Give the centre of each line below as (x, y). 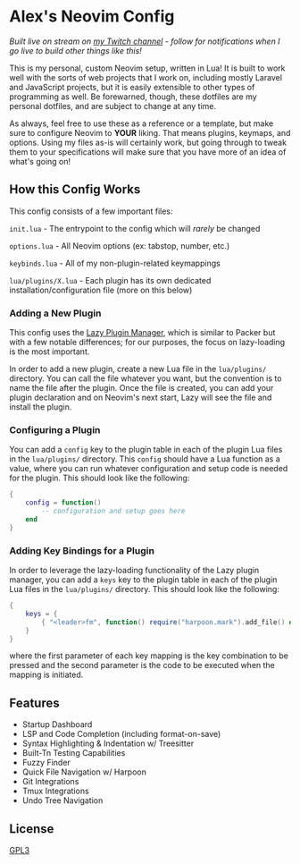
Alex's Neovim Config (92, 17)
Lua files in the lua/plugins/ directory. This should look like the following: (144, 589)
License (32, 829)
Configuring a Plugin (55, 429)
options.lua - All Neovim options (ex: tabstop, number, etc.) (120, 246)
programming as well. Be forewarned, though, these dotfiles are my (133, 97)
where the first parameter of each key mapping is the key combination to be (149, 656)
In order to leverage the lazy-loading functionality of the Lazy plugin (134, 571)
